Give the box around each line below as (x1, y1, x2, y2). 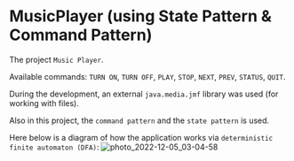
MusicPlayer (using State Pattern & (9, 6, 273, 27)
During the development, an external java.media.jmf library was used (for (9, 88, 279, 99)
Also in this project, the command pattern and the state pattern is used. (9, 115, 270, 126)
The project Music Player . (9, 54, 104, 65)
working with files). (9, 97, 80, 108)
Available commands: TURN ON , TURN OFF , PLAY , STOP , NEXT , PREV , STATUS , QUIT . (9, 71, 286, 81)
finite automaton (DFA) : (9, 142, 99, 152)
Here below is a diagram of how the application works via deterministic (9, 132, 274, 142)
